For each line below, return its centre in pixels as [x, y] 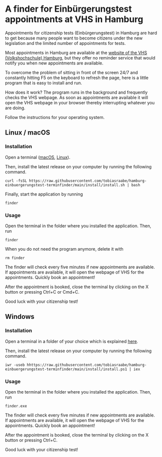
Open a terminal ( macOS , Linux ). [38, 157]
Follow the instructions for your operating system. [55, 117]
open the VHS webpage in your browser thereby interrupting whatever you [80, 102]
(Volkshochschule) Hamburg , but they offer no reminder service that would [80, 58]
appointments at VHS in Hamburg [74, 19]
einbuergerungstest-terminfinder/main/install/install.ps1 [66, 369]
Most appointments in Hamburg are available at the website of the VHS [76, 53]
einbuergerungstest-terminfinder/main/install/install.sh [65, 185]
